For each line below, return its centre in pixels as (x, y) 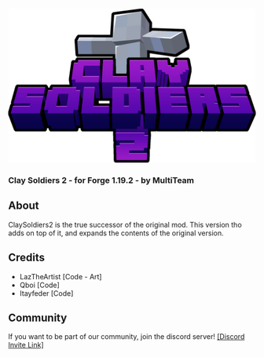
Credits (27, 258)
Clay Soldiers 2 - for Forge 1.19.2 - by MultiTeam (101, 180)
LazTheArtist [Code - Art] (60, 276)
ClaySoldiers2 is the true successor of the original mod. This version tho (125, 224)
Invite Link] (26, 345)
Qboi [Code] (40, 285)
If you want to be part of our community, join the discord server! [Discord (126, 337)
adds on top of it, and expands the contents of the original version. (116, 233)
